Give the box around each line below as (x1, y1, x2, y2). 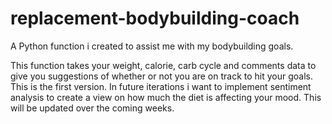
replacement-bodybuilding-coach (10, 7, 300, 30)
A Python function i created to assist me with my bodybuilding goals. (10, 40, 294, 52)
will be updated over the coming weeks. (10, 102, 175, 114)
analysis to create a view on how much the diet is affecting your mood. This (10, 91, 322, 103)
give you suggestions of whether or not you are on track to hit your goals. (10, 70, 314, 82)
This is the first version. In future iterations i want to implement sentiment (10, 80, 312, 92)
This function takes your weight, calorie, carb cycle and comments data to (10, 59, 317, 71)
